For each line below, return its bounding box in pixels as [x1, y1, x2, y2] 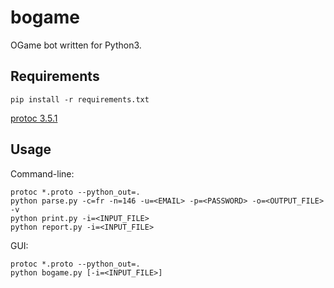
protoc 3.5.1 [10, 112, 58, 124]
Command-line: [10, 167, 75, 180]
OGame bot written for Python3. [10, 39, 142, 51]
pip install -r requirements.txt [10, 94, 150, 105]
